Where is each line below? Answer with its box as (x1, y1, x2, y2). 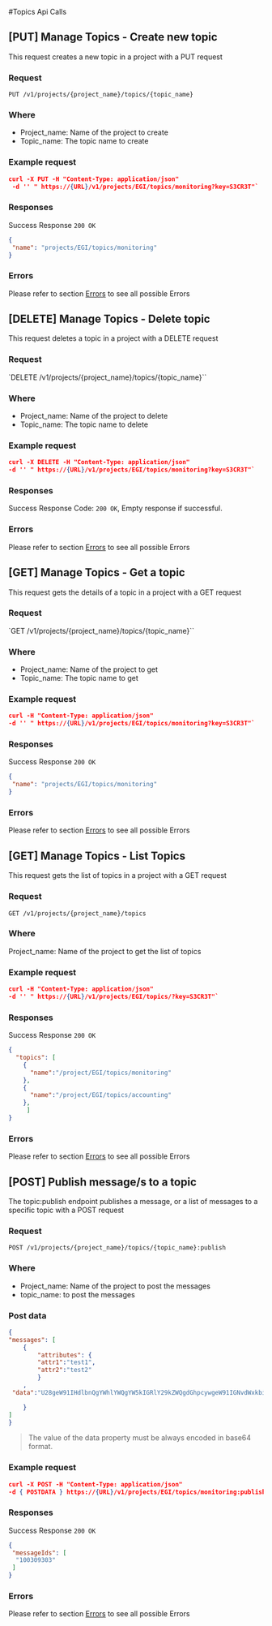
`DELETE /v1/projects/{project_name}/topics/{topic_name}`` (8, 372, 207, 382)
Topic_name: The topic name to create (19, 136, 149, 146)
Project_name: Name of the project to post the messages (19, 1281, 210, 1291)
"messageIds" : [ (11, 1549, 67, 1557)
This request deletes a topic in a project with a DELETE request (8, 333, 219, 343)
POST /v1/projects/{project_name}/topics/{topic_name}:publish (8, 1244, 227, 1252)
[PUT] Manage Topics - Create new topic (8, 30, 218, 44)
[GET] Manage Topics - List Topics (8, 849, 186, 862)
